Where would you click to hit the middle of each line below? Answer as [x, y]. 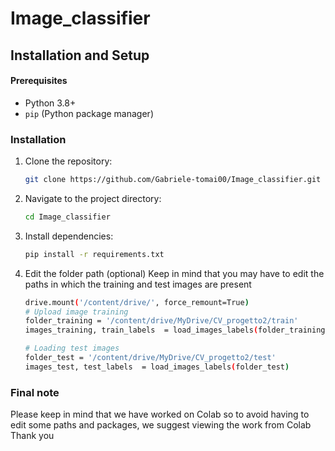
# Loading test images [72, 348]
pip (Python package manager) [89, 113]
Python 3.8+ [50, 103]
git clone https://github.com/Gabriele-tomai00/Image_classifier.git [173, 180]
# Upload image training [76, 312]
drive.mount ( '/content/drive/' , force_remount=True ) [137, 302]
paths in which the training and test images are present [138, 284]
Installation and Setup [80, 55]
